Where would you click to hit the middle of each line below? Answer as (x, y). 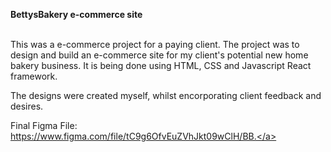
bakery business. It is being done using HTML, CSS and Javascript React (161, 65)
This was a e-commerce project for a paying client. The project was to (155, 44)
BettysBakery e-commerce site (76, 14)
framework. (34, 76)
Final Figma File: (44, 125)
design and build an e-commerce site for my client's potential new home (159, 55)
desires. (27, 106)
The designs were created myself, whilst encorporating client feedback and (166, 95)
